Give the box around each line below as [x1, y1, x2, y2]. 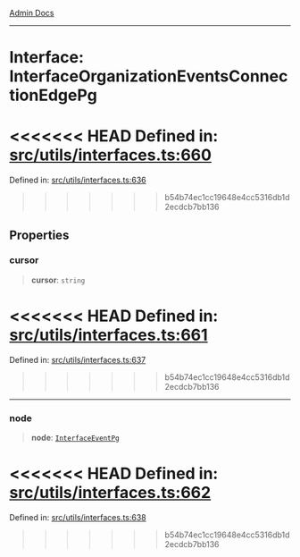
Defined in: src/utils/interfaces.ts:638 [9, 511, 146, 522]
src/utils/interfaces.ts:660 [9, 145, 212, 165]
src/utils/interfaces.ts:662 [9, 483, 212, 503]
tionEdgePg [9, 85, 98, 105]
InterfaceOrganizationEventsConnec [9, 66, 288, 87]
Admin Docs [9, 8, 54, 18]
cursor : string [30, 274, 86, 285]
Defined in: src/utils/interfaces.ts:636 [9, 174, 147, 186]
